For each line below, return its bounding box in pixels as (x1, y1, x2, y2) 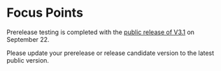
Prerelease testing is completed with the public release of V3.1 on (6, 28, 195, 36)
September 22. (6, 35, 50, 43)
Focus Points (6, 5, 83, 21)
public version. (6, 56, 50, 64)
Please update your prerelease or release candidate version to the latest (6, 49, 215, 57)
